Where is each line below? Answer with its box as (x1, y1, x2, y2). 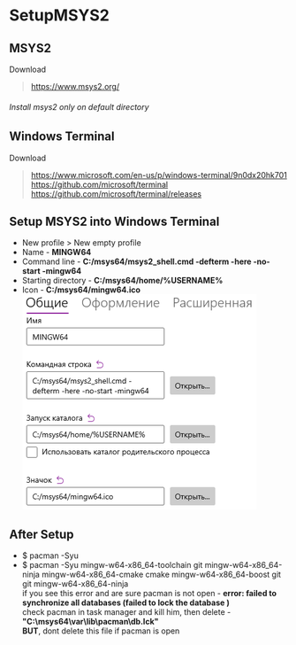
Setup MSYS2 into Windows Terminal (9, 214, 220, 229)
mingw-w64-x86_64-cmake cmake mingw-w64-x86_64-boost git (41, 569, 281, 580)
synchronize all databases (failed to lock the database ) (21, 597, 230, 608)
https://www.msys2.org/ (30, 82, 120, 91)
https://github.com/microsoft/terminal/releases (30, 188, 201, 199)
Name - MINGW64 (21, 247, 92, 258)
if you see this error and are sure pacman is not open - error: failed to (21, 588, 277, 599)
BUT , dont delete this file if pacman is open (21, 626, 180, 636)
